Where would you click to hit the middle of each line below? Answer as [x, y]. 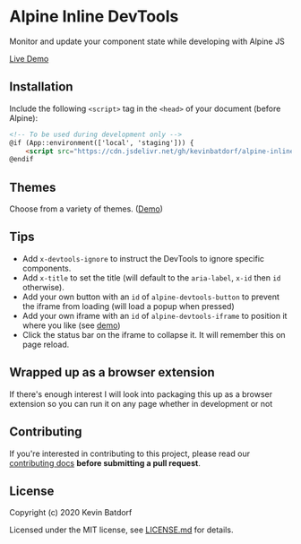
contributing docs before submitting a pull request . [105, 462]
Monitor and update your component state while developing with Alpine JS [147, 41]
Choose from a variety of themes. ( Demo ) [86, 209]
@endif [21, 160]
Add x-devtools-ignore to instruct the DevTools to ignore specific [143, 258]
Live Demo [29, 58]
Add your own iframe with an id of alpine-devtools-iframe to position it [155, 315]
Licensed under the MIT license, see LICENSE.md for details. [121, 530]
